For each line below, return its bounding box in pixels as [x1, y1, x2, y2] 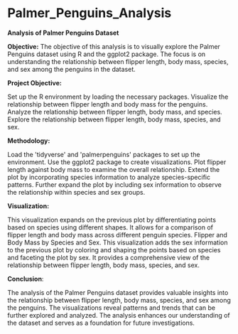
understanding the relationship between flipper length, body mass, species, [7, 57, 229, 65]
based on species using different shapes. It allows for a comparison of [7, 222, 214, 232]
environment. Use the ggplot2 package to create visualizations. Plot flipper [7, 158, 227, 166]
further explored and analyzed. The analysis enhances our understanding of [7, 311, 231, 319]
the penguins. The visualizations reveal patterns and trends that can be [7, 303, 216, 312]
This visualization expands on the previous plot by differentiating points [7, 215, 217, 224]
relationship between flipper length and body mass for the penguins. [7, 99, 208, 108]
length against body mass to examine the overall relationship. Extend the [7, 165, 220, 173]
